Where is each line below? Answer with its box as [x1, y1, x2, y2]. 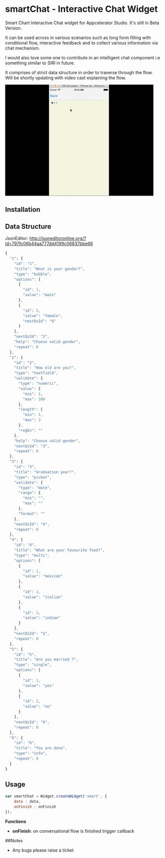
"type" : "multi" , [14, 553, 50, 558]
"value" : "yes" [23, 683, 54, 688]
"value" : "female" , [23, 313, 63, 318]
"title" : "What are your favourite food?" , [14, 548, 105, 553]
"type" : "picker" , [14, 475, 52, 480]
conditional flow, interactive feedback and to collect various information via [5, 40, 158, 45]
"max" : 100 [23, 397, 45, 402]
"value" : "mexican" [23, 574, 63, 579]
